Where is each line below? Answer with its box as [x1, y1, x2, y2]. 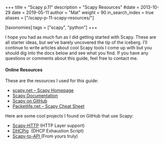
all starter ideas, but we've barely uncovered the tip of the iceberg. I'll [5, 39, 148, 45]
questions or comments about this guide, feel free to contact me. [5, 55, 138, 61]
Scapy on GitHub [12, 98, 48, 104]
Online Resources [5, 67, 43, 73]
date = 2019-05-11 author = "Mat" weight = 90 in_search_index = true [11, 9, 154, 15]
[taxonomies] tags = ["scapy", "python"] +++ [5, 24, 98, 30]
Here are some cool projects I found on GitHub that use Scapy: [5, 113, 134, 119]
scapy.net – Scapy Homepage [12, 87, 74, 94]
